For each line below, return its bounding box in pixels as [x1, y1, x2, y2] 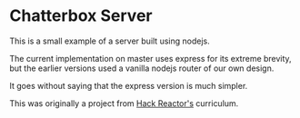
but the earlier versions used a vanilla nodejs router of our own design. [9, 63, 275, 74]
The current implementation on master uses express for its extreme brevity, [9, 53, 293, 64]
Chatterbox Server [9, 5, 153, 26]
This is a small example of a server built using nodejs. [9, 35, 211, 46]
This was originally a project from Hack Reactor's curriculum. [9, 97, 239, 109]
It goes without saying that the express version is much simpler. [9, 80, 248, 91]
